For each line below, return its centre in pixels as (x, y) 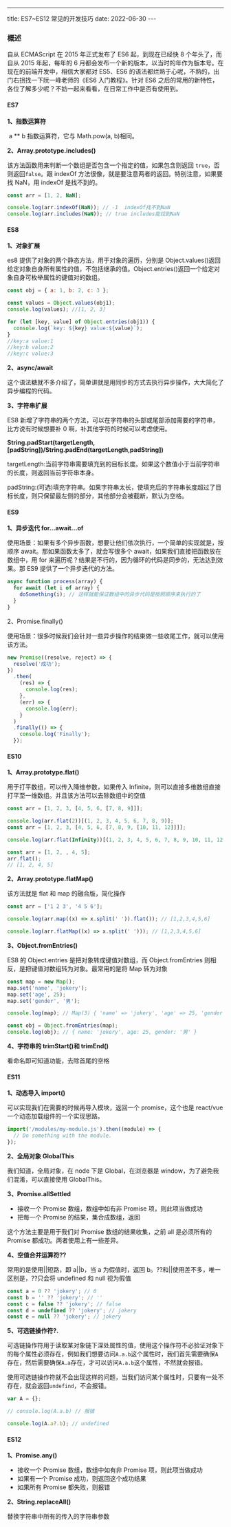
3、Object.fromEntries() (42, 945)
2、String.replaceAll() (39, 1502)
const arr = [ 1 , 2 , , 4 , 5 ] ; (49, 852)
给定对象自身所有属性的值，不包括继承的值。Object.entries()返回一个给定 (111, 269)
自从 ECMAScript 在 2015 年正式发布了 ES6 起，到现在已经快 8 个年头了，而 (114, 54)
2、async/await (30, 368)
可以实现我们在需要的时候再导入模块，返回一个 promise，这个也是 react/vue (115, 1107)
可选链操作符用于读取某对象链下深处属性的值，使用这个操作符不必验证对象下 (115, 1345)
